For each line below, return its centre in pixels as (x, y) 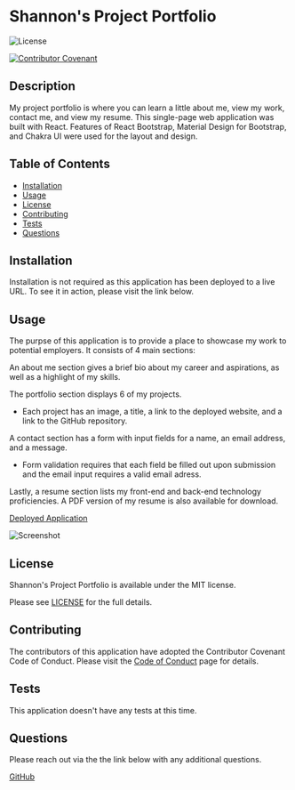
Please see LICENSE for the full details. (81, 602)
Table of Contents (60, 164)
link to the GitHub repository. (75, 421)
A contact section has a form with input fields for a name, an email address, (147, 439)
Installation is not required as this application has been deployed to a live (142, 282)
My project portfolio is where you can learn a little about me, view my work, (147, 108)
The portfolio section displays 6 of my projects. (96, 394)
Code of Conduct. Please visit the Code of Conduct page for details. (134, 661)
